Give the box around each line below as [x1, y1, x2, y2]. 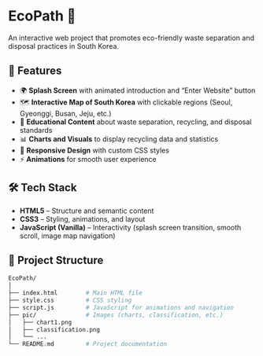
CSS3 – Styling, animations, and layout [19, 214, 146, 223]
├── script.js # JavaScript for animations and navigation [8, 303, 235, 311]
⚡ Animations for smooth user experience [19, 154, 157, 163]
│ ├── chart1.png [8, 318, 72, 326]
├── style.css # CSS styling [8, 296, 132, 304]
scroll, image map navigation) [19, 231, 116, 240]
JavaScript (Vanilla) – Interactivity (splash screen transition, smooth [19, 222, 242, 232]
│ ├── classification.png [8, 325, 101, 333]
